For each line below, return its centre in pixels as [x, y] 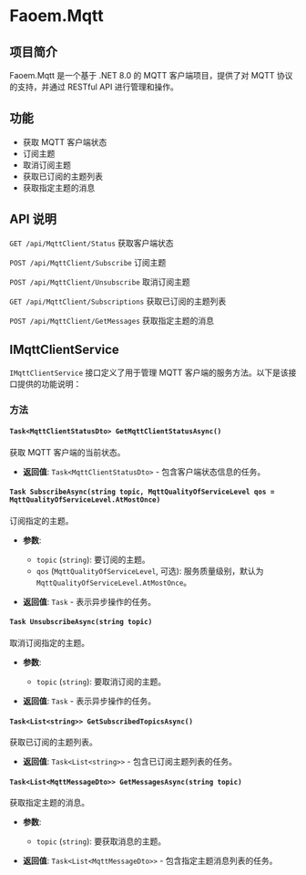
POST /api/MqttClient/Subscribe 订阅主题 [88, 262]
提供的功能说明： [49, 384]
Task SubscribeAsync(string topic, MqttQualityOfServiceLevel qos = [142, 492]
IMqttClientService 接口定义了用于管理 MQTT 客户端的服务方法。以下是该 [149, 373]
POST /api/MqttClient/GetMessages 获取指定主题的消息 [112, 320]
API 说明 [33, 219]
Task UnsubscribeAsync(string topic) [81, 622]
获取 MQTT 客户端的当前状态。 [67, 452]
